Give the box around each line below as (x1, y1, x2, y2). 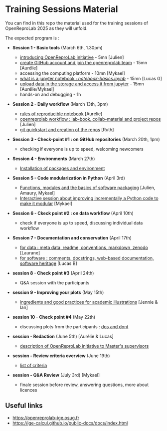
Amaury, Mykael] (19, 190, 55, 196)
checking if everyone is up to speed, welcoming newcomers (19, 146, 144, 152)
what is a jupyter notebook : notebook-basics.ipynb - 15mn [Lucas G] (19, 75, 163, 81)
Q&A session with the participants (19, 279, 90, 285)
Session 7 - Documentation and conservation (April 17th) (12, 234, 132, 240)
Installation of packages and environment (19, 165, 105, 171)
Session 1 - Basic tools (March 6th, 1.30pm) (12, 44, 103, 50)
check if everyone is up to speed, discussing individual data (19, 219, 143, 225)
